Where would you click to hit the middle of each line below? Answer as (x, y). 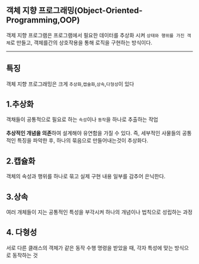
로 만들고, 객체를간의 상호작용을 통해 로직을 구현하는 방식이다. (81, 43)
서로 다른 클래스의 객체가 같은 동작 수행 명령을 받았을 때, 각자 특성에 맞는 (90, 247)
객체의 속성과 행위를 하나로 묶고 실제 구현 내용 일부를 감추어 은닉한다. (86, 177)
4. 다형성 (22, 232)
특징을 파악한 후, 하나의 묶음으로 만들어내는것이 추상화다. (83, 141)
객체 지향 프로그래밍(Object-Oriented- (75, 11)
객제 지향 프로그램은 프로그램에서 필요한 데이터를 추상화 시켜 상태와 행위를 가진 (95, 35)
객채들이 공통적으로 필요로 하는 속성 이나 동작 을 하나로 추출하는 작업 (82, 119)
